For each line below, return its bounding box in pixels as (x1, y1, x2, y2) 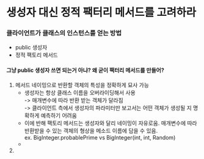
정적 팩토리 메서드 (15, 51, 58, 58)
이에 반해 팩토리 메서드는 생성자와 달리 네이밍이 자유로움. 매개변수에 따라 (24, 119, 197, 127)
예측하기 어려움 (40, 111, 78, 119)
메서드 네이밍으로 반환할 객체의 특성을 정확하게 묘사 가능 (15, 81, 150, 88)
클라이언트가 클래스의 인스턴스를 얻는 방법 (6, 29, 122, 37)
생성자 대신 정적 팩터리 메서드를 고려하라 (6, 5, 197, 19)
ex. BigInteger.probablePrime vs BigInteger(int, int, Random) (24, 133, 176, 141)
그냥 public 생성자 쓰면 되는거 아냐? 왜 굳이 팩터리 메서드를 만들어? (6, 66, 165, 74)
